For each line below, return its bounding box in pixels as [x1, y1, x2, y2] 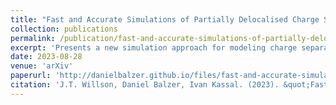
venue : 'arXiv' [10, 61, 74, 71]
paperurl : [10, 71, 52, 81]
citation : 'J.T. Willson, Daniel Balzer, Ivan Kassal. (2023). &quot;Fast [10, 80, 329, 90]
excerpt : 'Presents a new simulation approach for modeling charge [10, 42, 298, 53]
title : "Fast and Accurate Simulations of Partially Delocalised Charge [10, 14, 320, 25]
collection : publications [10, 24, 118, 34]
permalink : [10, 33, 56, 43]
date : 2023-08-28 [10, 52, 83, 62]
